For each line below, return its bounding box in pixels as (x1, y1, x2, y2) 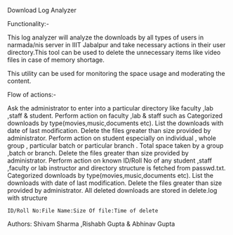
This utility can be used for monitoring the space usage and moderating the (7, 70, 226, 77)
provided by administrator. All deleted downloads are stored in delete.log (7, 186, 218, 194)
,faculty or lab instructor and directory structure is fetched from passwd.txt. (7, 164, 226, 172)
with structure (7, 193, 48, 202)
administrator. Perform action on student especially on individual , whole (7, 134, 216, 142)
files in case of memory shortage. (7, 56, 105, 64)
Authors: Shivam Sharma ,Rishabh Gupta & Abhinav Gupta (7, 220, 175, 228)
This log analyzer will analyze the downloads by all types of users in (7, 33, 204, 42)
